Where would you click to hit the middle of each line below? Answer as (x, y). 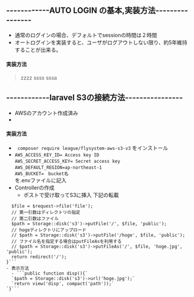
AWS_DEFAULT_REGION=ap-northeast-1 (58, 168)
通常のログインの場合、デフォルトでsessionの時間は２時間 (86, 35)
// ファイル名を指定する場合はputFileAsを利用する (67, 242)
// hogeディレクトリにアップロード (49, 230)
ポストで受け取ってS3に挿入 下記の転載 (71, 195)
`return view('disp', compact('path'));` (63, 284)
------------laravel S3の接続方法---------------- (95, 98)
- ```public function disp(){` (50, 273)
